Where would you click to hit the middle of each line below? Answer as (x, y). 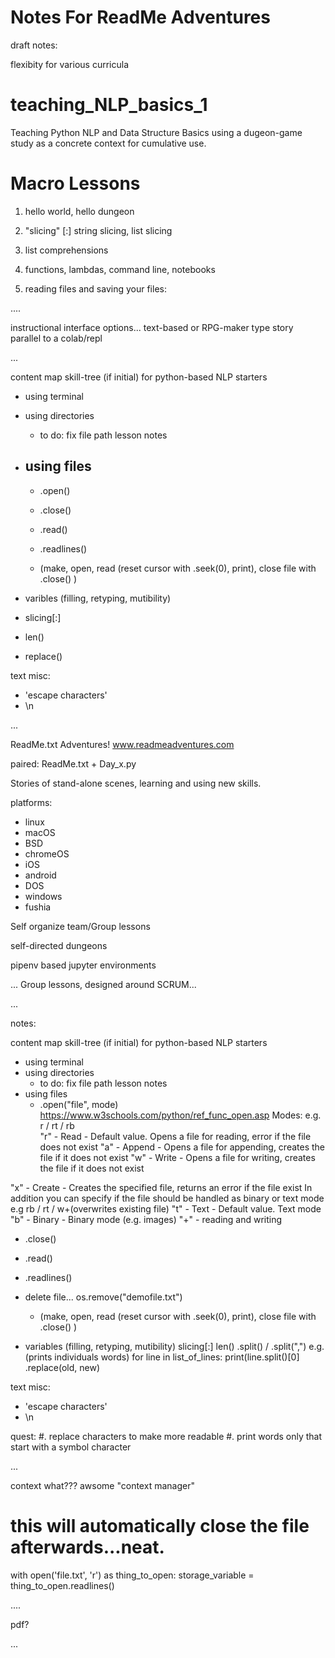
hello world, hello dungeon (79, 211)
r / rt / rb (57, 1125)
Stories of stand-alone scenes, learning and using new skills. (136, 783)
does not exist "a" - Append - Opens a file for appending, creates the (182, 1147)
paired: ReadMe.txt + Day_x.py (73, 763)
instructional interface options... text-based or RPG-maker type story (152, 327)
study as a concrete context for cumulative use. (108, 143)
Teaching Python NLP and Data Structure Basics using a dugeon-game (156, 132)
